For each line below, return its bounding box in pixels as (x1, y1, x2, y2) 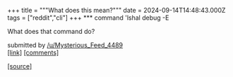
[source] (7, 62, 32, 70)
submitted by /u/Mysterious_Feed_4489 (7, 41, 124, 49)
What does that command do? (7, 28, 95, 35)
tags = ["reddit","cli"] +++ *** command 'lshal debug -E (7, 13, 169, 22)
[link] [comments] (7, 49, 59, 57)
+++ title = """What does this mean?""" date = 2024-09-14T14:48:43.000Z (7, 6, 226, 14)
